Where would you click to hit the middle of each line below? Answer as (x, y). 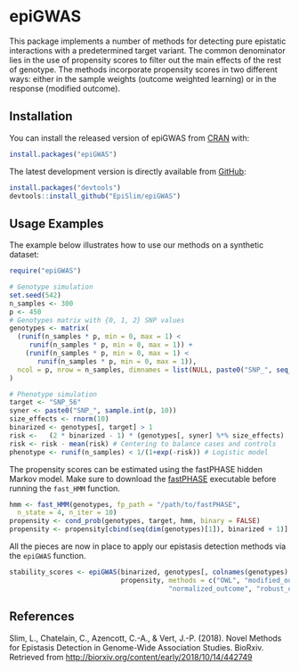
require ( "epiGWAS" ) (45, 271)
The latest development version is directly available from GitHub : (128, 171)
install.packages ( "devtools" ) (65, 188)
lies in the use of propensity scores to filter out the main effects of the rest (145, 60)
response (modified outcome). (65, 88)
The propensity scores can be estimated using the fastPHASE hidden (136, 469)
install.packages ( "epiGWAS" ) (63, 154)
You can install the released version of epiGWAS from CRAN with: (129, 138)
